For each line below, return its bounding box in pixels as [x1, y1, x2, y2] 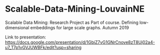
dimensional [5, 24, 30, 30]
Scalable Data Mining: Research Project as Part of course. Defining [5, 19, 139, 25]
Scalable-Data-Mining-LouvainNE [5, 3, 144, 15]
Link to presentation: [5, 34, 46, 40]
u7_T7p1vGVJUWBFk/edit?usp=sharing [5, 44, 81, 50]
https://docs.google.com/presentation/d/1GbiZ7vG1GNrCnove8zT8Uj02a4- [5, 39, 155, 45]
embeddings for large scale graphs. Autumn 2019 [30, 24, 129, 30]
